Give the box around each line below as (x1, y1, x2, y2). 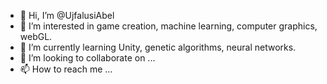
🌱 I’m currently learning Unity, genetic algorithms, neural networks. (19, 41, 297, 53)
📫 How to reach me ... (19, 63, 113, 75)
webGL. (19, 31, 53, 42)
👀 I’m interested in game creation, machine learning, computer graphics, (19, 20, 318, 32)
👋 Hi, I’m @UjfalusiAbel (19, 10, 115, 21)
